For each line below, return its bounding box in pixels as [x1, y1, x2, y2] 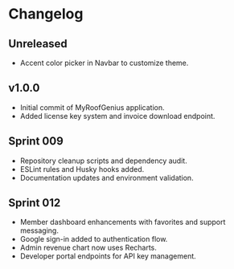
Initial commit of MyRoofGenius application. [19, 102, 165, 112]
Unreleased [8, 37, 68, 51]
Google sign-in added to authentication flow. [19, 234, 168, 244]
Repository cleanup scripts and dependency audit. [19, 156, 187, 165]
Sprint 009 [8, 134, 64, 149]
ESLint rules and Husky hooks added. [19, 164, 145, 173]
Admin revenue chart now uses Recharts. [19, 243, 157, 253]
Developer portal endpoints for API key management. [19, 251, 197, 261]
